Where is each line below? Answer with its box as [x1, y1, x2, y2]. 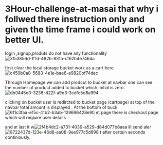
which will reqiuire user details [5, 114, 66, 120]
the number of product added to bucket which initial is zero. [5, 84, 125, 90]
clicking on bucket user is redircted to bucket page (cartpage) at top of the [5, 99, 155, 105]
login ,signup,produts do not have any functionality [5, 50, 107, 56]
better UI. [5, 34, 44, 46]
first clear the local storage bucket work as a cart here [5, 64, 114, 71]
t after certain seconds [99, 129, 145, 135]
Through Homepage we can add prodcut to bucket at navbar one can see [5, 79, 153, 85]
